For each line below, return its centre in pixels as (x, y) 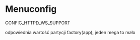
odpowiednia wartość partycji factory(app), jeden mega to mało (70, 32)
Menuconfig (31, 9)
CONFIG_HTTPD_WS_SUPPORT (38, 23)
